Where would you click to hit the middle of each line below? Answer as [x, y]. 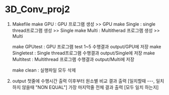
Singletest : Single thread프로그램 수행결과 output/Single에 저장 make [83, 53]
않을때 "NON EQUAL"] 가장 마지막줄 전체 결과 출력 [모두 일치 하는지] [90, 87]
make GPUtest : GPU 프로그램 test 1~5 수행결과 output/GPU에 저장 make [87, 46]
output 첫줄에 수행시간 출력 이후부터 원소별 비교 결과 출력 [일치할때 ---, [83, 81]
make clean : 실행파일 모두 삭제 [44, 70]
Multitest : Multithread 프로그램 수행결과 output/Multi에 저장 [73, 59]
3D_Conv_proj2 [37, 9]
